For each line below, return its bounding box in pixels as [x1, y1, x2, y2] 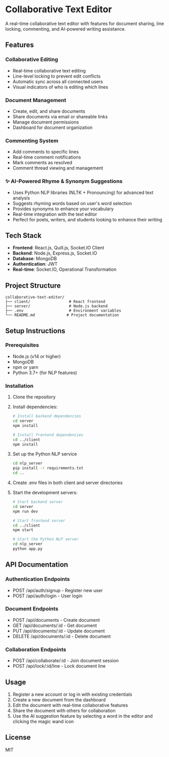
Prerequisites [5, 342, 39, 349]
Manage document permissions [12, 119, 79, 125]
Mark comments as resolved [12, 160, 73, 166]
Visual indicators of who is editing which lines [12, 84, 108, 90]
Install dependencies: [12, 404, 58, 410]
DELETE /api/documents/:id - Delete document [12, 633, 111, 639]
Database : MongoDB [12, 256, 57, 262]
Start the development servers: [12, 490, 78, 495]
